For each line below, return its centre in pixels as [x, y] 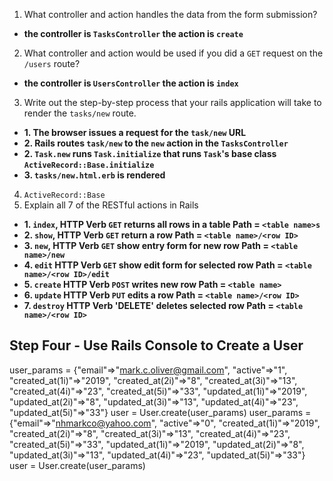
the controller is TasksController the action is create [133, 33]
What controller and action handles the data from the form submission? [170, 14]
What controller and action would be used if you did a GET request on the [173, 53]
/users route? [52, 63]
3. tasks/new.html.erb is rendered [94, 175]
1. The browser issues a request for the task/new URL [135, 132]
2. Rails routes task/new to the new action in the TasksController [156, 143]
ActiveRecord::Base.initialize [89, 165]
